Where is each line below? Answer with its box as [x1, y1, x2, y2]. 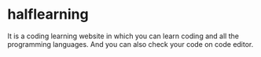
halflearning [7, 5, 89, 23]
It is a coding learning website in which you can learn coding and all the [7, 31, 239, 41]
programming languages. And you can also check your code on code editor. [7, 39, 254, 48]
